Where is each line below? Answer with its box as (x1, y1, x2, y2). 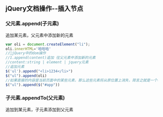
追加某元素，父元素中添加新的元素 (5, 32, 74, 38)
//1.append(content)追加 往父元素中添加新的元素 (5, 55, 96, 60)
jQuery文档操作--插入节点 (5, 4, 84, 13)
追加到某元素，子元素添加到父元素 (5, 106, 74, 112)
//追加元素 (5, 64, 25, 69)
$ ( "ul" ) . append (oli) (5, 73, 47, 78)
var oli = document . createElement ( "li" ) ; (5, 42, 90, 47)
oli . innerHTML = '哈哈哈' (5, 46, 51, 51)
